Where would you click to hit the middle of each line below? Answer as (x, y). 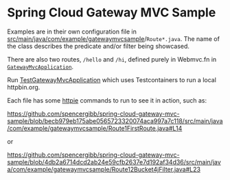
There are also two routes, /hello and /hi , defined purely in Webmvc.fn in (112, 59)
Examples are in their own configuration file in (72, 31)
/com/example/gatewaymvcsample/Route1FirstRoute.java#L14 (95, 128)
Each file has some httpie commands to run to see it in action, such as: (107, 100)
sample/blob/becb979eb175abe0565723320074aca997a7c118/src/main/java (115, 120)
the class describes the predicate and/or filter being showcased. (99, 46)
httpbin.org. (24, 87)
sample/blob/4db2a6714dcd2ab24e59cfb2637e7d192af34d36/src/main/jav (114, 162)
